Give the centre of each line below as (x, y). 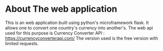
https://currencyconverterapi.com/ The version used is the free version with (81, 38)
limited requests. (22, 43)
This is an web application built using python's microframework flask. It (77, 23)
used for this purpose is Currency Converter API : (55, 33)
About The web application (61, 9)
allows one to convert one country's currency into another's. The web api (79, 27)
